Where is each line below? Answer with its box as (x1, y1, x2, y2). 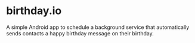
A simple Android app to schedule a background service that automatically (6, 24, 190, 31)
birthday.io (6, 4, 62, 18)
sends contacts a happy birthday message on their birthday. (6, 29, 154, 37)
